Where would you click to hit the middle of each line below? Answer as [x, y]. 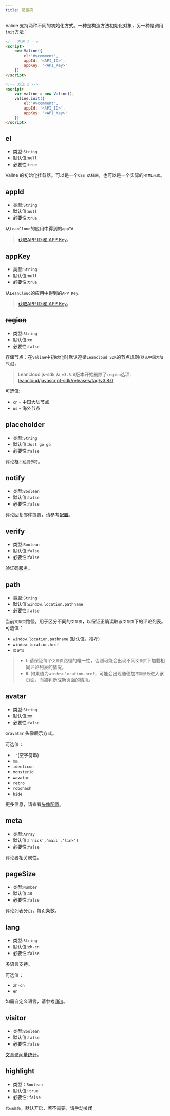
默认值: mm [23, 716]
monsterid [23, 772]
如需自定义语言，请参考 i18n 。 [37, 1001]
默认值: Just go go [32, 444]
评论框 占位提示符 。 [24, 461]
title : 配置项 [19, 10]
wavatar [21, 778]
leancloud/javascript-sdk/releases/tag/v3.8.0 [65, 380]
